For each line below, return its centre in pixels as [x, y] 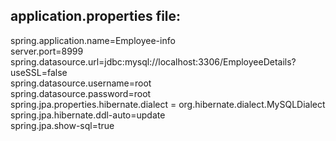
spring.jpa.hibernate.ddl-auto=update [88, 115]
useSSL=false [39, 72]
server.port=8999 [47, 51]
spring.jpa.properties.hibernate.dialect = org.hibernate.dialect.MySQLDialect [168, 104]
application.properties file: [96, 16]
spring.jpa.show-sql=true [62, 125]
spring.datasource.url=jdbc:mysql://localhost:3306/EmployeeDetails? [153, 61]
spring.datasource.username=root [81, 83]
